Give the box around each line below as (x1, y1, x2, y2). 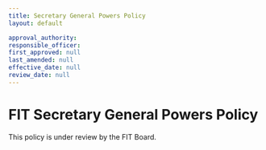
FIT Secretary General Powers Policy (8, 105, 259, 124)
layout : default (8, 19, 63, 27)
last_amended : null (8, 56, 74, 64)
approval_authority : (8, 34, 78, 42)
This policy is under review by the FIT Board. (8, 132, 157, 141)
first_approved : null (8, 49, 81, 57)
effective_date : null (8, 63, 81, 72)
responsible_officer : (8, 41, 81, 49)
